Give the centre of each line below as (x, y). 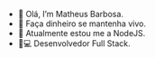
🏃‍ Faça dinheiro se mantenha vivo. (82, 24)
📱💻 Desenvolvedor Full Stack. (74, 43)
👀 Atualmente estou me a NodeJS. (82, 33)
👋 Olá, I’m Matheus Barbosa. (71, 14)
